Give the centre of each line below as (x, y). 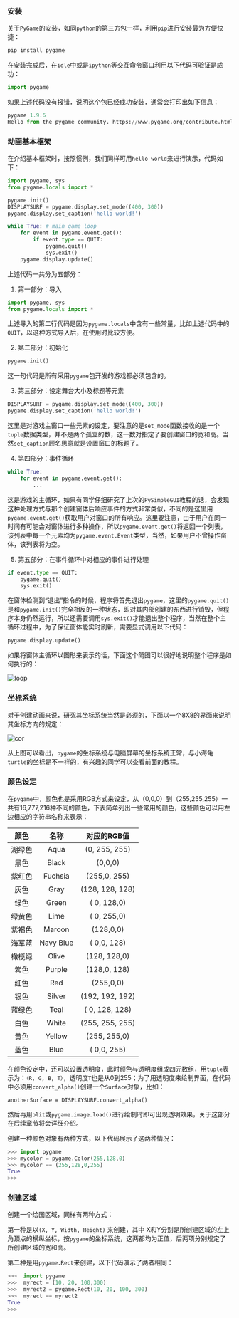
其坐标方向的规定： (36, 723)
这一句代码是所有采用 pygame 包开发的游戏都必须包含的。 (89, 376)
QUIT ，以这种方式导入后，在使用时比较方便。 (73, 333)
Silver (57, 996)
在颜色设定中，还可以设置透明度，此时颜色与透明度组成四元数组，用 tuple (115, 1069)
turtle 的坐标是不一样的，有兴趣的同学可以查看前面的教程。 (95, 762)
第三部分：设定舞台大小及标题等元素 (71, 391)
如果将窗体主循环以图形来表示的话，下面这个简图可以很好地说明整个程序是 (116, 655)
